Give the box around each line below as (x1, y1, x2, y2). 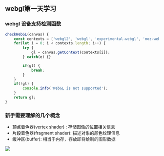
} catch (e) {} (22, 55, 51, 59)
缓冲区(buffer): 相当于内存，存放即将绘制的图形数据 (12, 136, 116, 142)
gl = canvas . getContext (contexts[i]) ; (31, 50, 110, 55)
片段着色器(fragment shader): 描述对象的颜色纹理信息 (12, 130, 120, 136)
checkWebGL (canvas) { (5, 32, 49, 37)
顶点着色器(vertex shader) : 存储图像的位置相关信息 (12, 124, 116, 130)
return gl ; (14, 95, 36, 100)
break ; (31, 68, 45, 73)
